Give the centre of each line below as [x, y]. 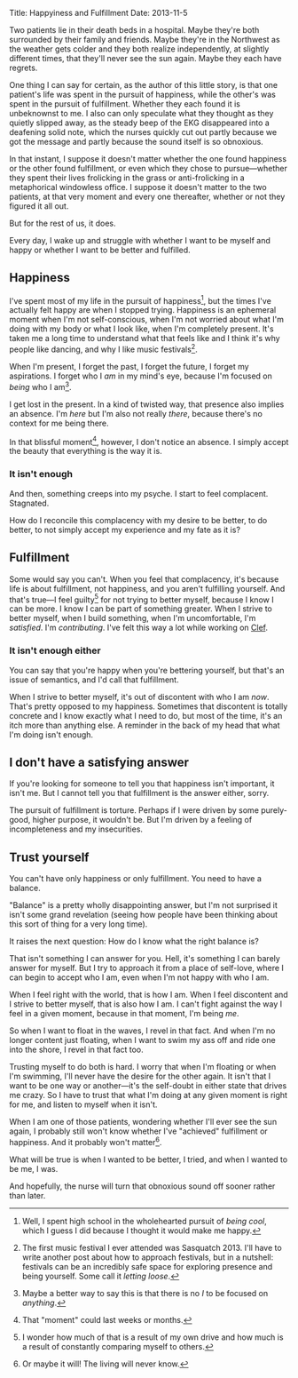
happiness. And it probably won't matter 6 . [86, 1141]
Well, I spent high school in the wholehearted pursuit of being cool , [145, 1221]
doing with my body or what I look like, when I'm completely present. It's [141, 329]
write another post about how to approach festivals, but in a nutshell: [148, 1257]
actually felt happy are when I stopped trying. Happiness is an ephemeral [143, 310]
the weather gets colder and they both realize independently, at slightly [139, 49]
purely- [274, 810]
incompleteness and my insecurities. [76, 829]
